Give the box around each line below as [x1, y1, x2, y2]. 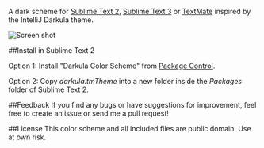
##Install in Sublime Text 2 [8, 46, 95, 55]
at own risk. [8, 132, 47, 142]
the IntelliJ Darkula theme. [8, 15, 94, 25]
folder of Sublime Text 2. [8, 85, 89, 94]
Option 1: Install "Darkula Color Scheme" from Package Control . [8, 61, 216, 70]
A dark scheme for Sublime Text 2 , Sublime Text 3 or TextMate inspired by [8, 7, 251, 16]
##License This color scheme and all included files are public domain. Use [8, 124, 251, 133]
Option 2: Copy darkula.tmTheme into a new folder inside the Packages [8, 77, 243, 85]
